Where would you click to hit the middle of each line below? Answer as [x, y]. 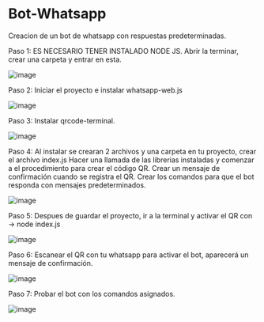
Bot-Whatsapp [57, 14]
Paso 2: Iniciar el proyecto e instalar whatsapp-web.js [96, 90]
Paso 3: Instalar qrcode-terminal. [62, 120]
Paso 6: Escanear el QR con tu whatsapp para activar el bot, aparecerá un [128, 255]
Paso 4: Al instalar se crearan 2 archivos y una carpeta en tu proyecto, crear [132, 151]
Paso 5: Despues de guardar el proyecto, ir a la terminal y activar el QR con [130, 215]
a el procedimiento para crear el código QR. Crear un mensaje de [114, 168]
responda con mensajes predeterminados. [77, 185]
